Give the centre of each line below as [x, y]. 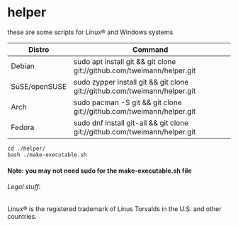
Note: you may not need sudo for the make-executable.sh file [100, 171]
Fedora [23, 127]
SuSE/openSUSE [39, 86]
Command [150, 49]
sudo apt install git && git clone [125, 61]
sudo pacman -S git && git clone [127, 102]
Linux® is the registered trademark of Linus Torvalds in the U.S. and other [114, 209]
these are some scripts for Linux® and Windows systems [90, 32]
